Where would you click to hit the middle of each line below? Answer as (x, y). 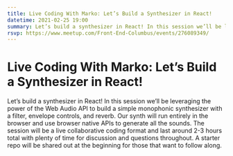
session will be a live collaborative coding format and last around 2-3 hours (115, 131)
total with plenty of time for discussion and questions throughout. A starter (114, 138)
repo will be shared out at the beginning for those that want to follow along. (114, 146)
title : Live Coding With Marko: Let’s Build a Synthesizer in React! (110, 14)
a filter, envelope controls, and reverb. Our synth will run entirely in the (108, 116)
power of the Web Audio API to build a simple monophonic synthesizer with (115, 109)
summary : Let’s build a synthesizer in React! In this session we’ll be (114, 26)
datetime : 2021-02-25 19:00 (48, 20)
